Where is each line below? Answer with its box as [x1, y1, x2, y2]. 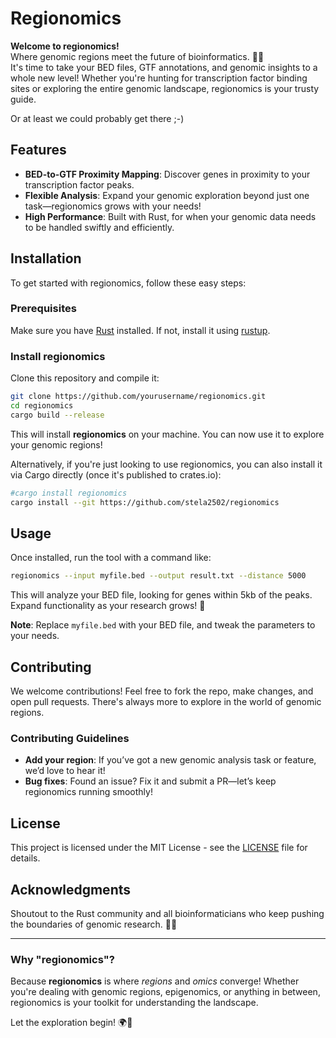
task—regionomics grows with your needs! [24, 200, 202, 212]
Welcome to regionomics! [10, 40, 120, 52]
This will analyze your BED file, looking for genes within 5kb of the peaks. [10, 589, 313, 601]
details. [10, 852, 41, 864]
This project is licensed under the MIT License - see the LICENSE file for [10, 842, 308, 854]
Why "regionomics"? [10, 952, 115, 966]
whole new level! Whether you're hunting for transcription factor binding [10, 72, 308, 84]
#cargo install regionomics [10, 488, 128, 498]
